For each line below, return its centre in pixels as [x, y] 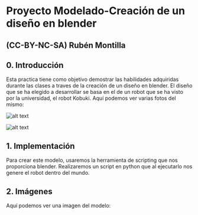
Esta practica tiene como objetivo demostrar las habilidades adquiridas [92, 79]
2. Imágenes [29, 191]
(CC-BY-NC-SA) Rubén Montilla [66, 45]
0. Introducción [35, 65]
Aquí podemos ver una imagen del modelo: [59, 206]
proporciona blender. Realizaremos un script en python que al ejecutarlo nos [99, 167]
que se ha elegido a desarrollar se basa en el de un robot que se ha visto [95, 92]
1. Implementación [40, 146]
